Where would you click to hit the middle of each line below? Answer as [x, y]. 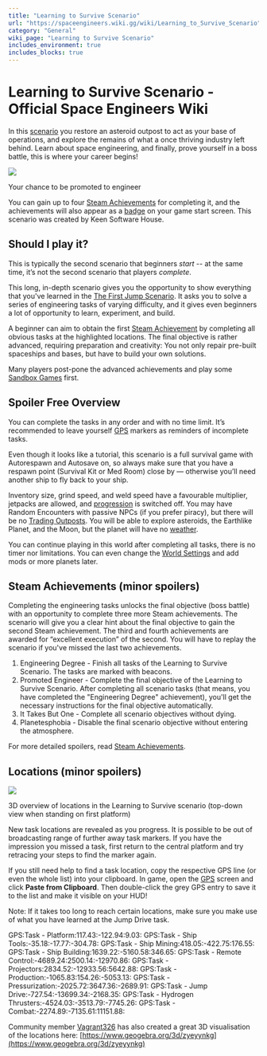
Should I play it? [48, 244]
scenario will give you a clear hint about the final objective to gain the [122, 622]
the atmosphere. [46, 731]
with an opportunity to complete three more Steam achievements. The [123, 614]
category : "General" [43, 30]
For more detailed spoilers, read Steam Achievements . [97, 747]
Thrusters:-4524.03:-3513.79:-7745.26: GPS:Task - [92, 1003]
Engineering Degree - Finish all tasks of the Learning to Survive [124, 663]
